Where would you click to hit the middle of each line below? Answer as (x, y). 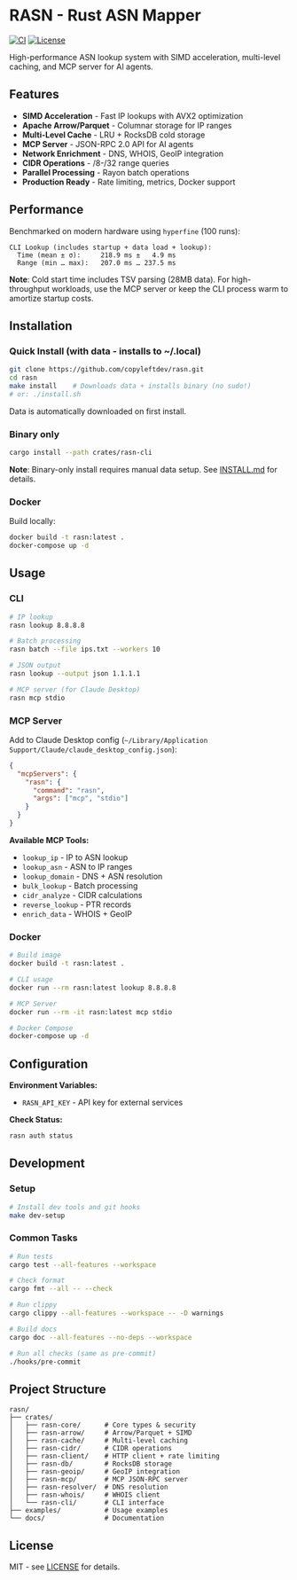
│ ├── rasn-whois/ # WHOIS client (85, 1495)
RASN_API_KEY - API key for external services (102, 1103)
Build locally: (32, 521)
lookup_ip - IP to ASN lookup (75, 857)
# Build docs (33, 1329)
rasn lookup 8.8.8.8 (47, 625)
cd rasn (23, 378)
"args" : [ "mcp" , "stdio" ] (80, 799)
